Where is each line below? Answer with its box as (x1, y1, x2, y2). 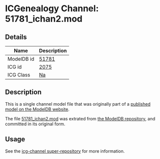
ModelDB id (7, 56, 35, 62)
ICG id (7, 64, 22, 70)
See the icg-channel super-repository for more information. (5, 148, 125, 154)
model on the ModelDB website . (5, 106, 70, 112)
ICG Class (7, 71, 30, 78)
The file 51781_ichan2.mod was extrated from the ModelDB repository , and (5, 115, 156, 121)
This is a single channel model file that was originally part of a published (5, 101, 151, 107)
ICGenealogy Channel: (5, 3, 99, 14)
